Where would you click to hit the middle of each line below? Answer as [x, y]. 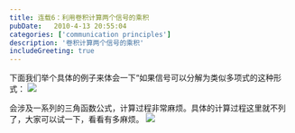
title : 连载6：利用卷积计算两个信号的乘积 [79, 18]
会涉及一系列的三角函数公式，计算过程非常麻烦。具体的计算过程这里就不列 [147, 108]
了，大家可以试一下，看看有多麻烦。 [77, 120]
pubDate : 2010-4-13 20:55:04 [68, 26]
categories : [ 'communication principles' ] [90, 34]
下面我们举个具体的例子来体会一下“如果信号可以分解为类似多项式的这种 [142, 78]
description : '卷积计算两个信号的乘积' [77, 43]
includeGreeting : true [52, 51]
